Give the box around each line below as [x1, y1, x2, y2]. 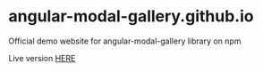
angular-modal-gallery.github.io [8, 6, 254, 27]
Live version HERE [8, 52, 76, 63]
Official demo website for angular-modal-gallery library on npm [8, 36, 242, 46]
